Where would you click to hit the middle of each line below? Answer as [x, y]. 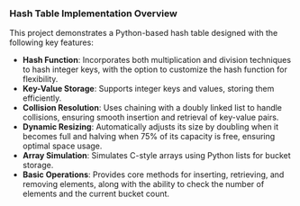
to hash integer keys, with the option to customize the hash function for [155, 69]
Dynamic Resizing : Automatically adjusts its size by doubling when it [150, 127]
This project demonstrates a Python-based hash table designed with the [144, 33]
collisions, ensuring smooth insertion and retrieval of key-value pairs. [150, 117]
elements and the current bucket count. [95, 194]
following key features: [52, 42]
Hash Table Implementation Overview [93, 13]
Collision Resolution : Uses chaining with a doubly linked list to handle [152, 108]
